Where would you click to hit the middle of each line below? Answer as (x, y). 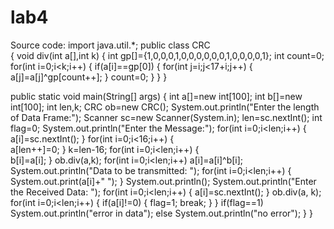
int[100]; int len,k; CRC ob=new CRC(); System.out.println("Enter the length (165, 107)
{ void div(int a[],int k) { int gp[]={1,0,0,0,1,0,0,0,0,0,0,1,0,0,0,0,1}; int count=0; (167, 55)
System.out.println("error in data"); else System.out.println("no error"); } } (161, 213)
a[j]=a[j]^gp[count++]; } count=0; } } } (89, 77)
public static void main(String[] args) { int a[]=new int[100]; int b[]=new (156, 96)
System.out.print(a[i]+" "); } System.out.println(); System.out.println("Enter (163, 181)
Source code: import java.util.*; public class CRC (110, 45)
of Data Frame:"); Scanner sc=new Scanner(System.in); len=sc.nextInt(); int (166, 117)
